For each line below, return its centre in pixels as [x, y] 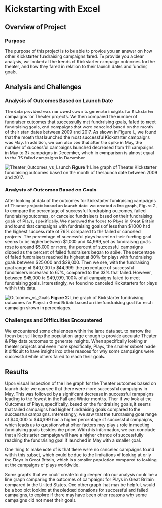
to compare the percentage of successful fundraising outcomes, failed [75, 211]
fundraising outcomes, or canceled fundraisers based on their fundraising [79, 216]
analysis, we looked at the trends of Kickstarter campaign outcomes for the [80, 61]
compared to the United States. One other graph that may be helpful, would [80, 484]
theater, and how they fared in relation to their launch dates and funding [77, 66]
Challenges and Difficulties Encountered [54, 320]
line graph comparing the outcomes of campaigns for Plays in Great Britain [80, 479]
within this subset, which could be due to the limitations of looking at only [78, 455]
